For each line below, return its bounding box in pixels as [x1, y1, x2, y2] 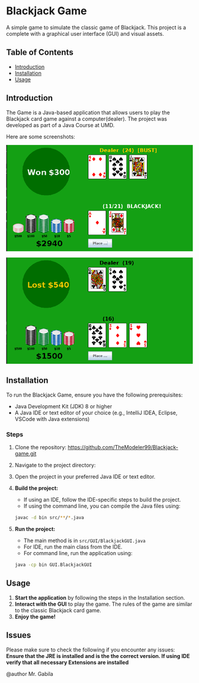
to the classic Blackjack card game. [14, 606, 102, 613]
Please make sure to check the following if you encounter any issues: [6, 646, 175, 653]
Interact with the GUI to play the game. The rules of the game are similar [14, 600, 192, 608]
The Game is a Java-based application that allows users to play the [6, 109, 170, 116]
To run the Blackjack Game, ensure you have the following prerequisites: [6, 391, 183, 398]
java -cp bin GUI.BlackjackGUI [14, 562, 92, 568]
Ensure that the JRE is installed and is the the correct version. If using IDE [6, 652, 190, 659]
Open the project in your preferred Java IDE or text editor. [14, 473, 156, 480]
